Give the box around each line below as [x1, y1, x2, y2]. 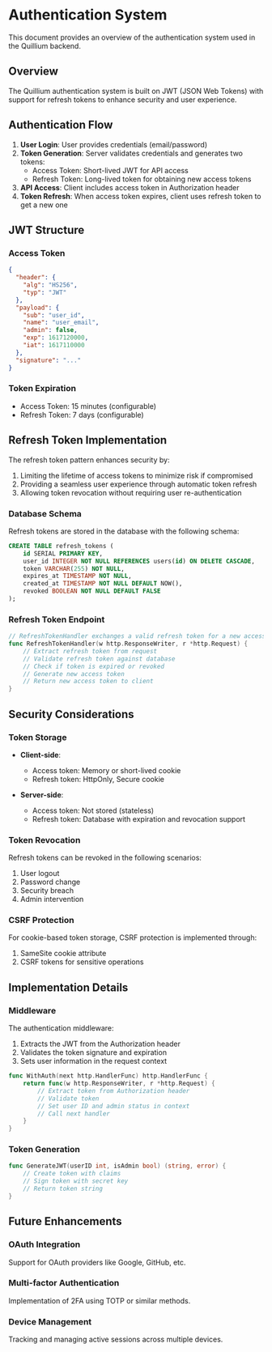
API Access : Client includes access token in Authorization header [19, 182, 240, 192]
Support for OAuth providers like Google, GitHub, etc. [8, 1257, 186, 1267]
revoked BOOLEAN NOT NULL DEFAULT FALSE [23, 587, 161, 596]
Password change [19, 877, 81, 887]
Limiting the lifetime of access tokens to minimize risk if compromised [19, 470, 253, 480]
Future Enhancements [8, 1214, 123, 1228]
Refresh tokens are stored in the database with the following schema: [8, 526, 240, 536]
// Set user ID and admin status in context [37, 1102, 190, 1110]
